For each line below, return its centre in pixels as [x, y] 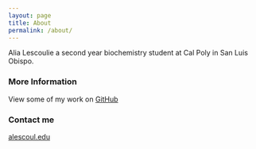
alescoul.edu [29, 136]
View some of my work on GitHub [63, 99]
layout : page [30, 15]
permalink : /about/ [41, 30]
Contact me [31, 120]
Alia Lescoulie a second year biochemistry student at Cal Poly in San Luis [128, 53]
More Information [43, 82]
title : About [30, 23]
